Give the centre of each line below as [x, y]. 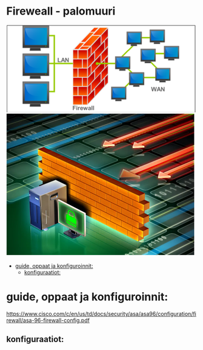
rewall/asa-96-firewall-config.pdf [48, 320]
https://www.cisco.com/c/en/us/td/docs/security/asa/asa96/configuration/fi [101, 313]
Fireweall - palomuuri [61, 11]
